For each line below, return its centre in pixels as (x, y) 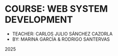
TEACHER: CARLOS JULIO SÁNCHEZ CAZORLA (62, 34)
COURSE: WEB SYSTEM (56, 9)
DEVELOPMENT (39, 20)
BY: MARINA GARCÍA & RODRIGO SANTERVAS (61, 39)
